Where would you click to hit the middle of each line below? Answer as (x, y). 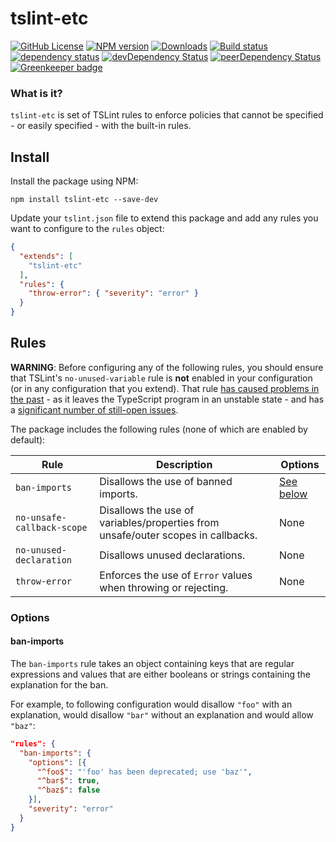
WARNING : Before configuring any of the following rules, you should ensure (167, 367)
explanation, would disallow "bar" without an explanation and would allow (162, 714)
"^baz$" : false (68, 790)
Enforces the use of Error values (176, 575)
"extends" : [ (46, 256)
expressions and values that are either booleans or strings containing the (161, 674)
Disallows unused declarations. (172, 555)
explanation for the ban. (59, 684)
